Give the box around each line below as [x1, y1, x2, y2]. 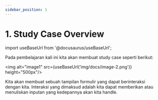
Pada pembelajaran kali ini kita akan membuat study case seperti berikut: [5, 54, 154, 60]
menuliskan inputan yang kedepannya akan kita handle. [5, 89, 118, 95]
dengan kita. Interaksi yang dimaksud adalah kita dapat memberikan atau [5, 84, 154, 90]
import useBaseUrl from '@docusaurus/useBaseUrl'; [5, 45, 112, 51]
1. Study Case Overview [5, 28, 104, 39]
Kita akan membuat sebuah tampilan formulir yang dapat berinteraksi [5, 78, 145, 84]
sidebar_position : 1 [5, 7, 48, 12]
